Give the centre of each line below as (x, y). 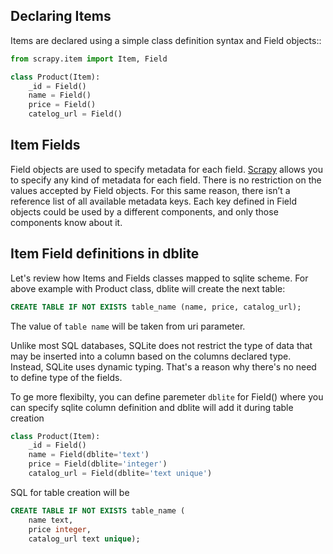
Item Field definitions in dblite (105, 254)
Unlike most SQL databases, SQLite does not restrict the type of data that (161, 345)
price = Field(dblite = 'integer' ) (98, 464)
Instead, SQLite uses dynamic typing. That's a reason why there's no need (163, 366)
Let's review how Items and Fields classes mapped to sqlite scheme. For (159, 278)
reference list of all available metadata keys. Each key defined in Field (153, 201)
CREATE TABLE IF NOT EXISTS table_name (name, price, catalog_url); (156, 307)
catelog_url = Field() (75, 114)
